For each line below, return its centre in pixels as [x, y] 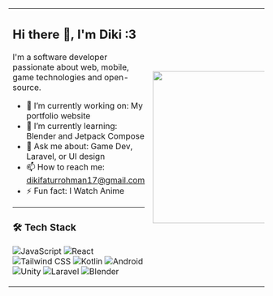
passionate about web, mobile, [71, 66]
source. [27, 87]
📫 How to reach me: [66, 167]
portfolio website [58, 115]
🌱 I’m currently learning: [72, 126]
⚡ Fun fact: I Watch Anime [75, 191]
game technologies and [57, 77]
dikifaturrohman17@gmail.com [86, 180]
